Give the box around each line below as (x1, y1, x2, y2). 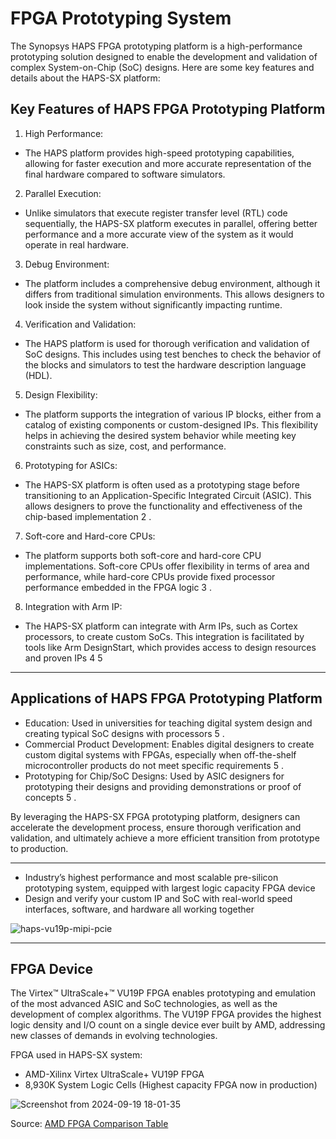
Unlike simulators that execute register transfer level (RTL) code (24, 207, 288, 219)
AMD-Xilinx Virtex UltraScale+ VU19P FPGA (24, 1068, 205, 1081)
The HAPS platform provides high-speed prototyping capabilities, (24, 147, 295, 159)
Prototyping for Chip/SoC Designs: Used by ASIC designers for (24, 770, 285, 782)
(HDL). (24, 369, 53, 381)
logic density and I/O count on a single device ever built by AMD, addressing (10, 1019, 326, 1031)
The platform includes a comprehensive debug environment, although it (24, 277, 321, 289)
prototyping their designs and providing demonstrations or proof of (24, 780, 302, 792)
